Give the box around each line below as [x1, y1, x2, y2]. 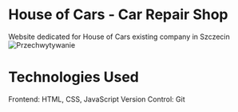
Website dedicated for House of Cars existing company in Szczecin [8, 32, 230, 41]
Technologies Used [8, 68, 140, 87]
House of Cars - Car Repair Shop [8, 6, 228, 24]
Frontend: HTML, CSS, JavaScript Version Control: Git [8, 94, 185, 104]
